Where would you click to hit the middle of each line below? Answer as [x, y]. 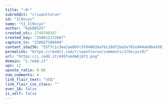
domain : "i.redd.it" [27, 61]
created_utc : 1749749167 [31, 33]
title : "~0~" [19, 10]
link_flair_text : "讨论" [30, 79]
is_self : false [21, 93]
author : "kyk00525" [25, 28]
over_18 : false [21, 89]
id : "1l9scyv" [20, 19]
